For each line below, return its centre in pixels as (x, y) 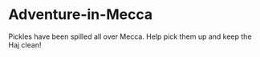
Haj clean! (25, 44)
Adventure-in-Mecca (81, 15)
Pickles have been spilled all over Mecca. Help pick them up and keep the (130, 36)
